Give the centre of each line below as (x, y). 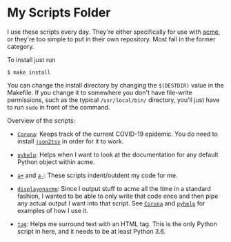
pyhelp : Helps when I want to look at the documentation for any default (118, 154)
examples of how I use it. (52, 210)
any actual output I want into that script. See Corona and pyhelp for (111, 203)
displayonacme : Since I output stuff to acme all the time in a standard (114, 188)
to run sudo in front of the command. (59, 107)
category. (21, 46)
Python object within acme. (56, 162)
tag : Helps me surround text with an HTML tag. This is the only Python (117, 224)
